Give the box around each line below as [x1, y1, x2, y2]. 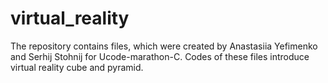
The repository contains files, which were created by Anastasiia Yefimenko [10, 40, 318, 52]
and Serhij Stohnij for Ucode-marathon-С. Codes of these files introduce [10, 50, 310, 62]
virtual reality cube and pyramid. [10, 61, 144, 73]
